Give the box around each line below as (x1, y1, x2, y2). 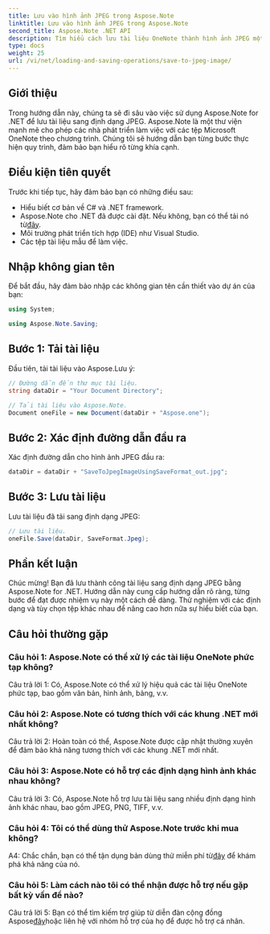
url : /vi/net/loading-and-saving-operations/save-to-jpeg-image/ (8, 57, 231, 65)
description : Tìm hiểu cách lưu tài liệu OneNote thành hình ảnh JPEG (8, 34, 250, 43)
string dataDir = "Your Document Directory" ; (8, 386, 163, 395)
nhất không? (8, 718, 59, 729)
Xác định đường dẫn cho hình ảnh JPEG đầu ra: (8, 453, 165, 462)
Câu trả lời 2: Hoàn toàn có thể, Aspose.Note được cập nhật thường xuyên (8, 737, 253, 746)
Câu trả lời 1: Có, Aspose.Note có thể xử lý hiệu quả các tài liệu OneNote (8, 680, 247, 689)
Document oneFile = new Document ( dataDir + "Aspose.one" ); (8, 408, 211, 417)
